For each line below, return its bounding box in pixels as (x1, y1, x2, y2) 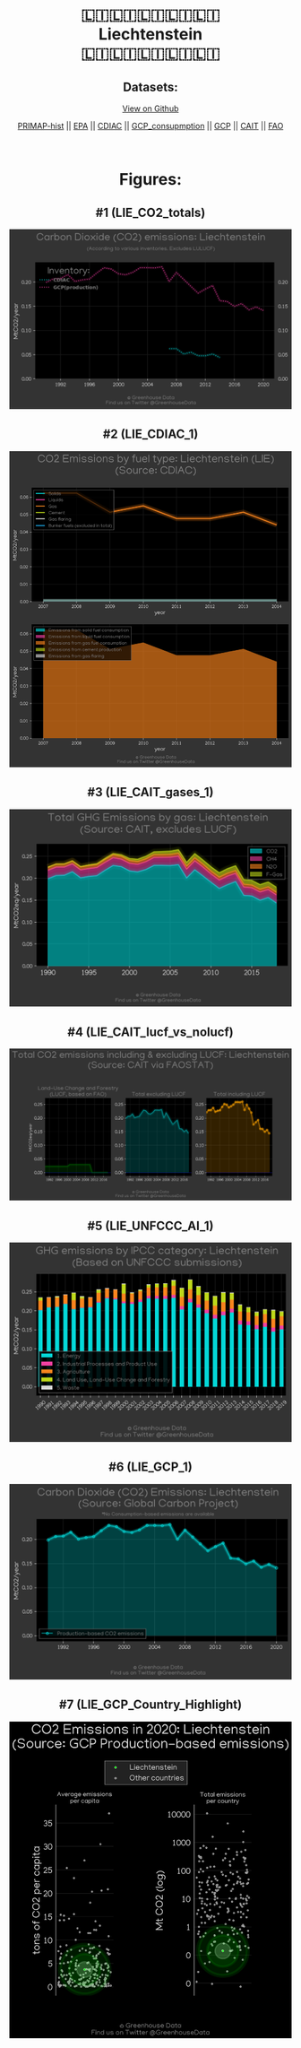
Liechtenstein (98, 24, 203, 45)
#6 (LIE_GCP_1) (108, 1460, 193, 1475)
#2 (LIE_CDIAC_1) (102, 427, 199, 442)
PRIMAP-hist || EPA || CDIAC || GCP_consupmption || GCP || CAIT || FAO (17, 121, 284, 131)
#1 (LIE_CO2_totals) (95, 204, 206, 220)
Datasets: (123, 79, 178, 94)
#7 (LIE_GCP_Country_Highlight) (58, 1697, 243, 1713)
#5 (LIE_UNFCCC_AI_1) (87, 1218, 214, 1233)
